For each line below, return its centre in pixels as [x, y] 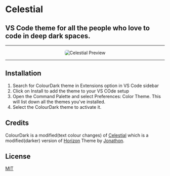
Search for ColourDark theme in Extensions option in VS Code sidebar [86, 85]
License [18, 157]
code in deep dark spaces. [48, 36]
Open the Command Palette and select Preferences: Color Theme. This [87, 96]
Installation [23, 74]
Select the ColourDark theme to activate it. [57, 107]
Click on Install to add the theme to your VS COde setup [71, 91]
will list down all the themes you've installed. [59, 102]
